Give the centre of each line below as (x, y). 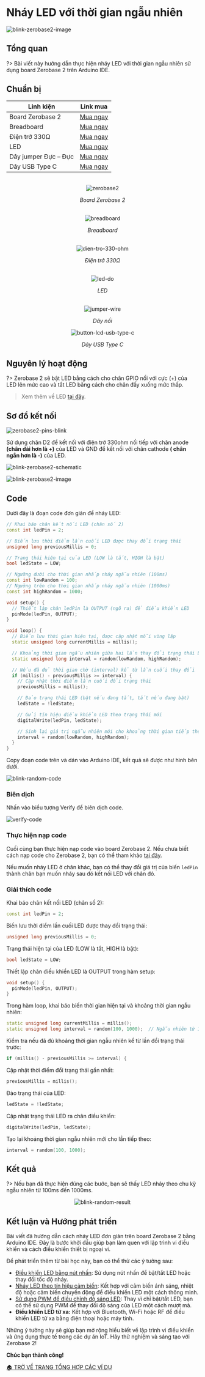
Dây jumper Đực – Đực (42, 157)
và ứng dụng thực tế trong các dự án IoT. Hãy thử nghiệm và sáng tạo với (98, 1337)
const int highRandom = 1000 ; (45, 592)
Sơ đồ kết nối (31, 416)
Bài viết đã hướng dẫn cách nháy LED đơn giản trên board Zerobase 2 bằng (101, 1236)
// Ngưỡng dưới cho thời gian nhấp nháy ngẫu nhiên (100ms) (87, 574)
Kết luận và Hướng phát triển (62, 1221)
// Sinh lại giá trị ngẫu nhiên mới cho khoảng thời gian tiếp (103, 731)
